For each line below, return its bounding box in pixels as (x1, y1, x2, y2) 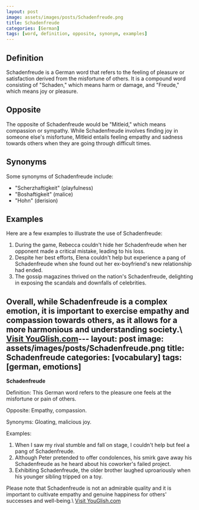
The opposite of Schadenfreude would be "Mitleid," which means (6, 120, 166, 128)
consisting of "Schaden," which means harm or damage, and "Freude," (6, 81, 179, 88)
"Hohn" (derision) (14, 197, 58, 204)
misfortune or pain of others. (6, 395, 77, 402)
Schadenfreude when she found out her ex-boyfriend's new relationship (14, 260, 192, 268)
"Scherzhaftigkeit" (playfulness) (14, 184, 94, 191)
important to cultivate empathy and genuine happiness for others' (6, 491, 167, 498)
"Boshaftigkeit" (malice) (14, 190, 73, 198)
